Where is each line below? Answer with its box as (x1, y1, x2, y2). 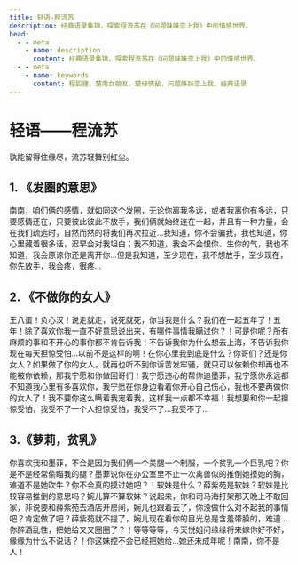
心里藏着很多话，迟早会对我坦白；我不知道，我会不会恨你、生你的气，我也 (9, 238, 281, 249)
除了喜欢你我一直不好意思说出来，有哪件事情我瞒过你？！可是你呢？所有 (24, 326, 289, 336)
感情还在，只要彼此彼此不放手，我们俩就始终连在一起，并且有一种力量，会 (16, 216, 289, 227)
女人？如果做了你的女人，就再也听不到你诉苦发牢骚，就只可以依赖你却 (9, 359, 266, 370)
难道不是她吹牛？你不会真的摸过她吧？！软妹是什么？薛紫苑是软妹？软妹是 (9, 480, 281, 490)
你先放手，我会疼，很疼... (9, 261, 102, 271)
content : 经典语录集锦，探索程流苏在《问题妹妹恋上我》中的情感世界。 (32, 54, 261, 63)
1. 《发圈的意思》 (9, 180, 103, 195)
